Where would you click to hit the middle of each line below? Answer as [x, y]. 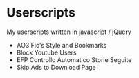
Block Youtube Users [46, 52]
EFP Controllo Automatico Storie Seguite [74, 59]
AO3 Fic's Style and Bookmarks [62, 45]
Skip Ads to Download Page [56, 67]
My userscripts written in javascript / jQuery [69, 32]
